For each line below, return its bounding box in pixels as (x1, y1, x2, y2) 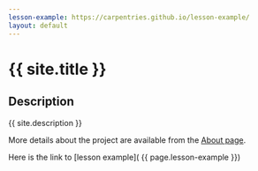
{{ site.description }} (8, 117, 83, 128)
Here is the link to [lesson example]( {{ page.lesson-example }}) (8, 152, 240, 162)
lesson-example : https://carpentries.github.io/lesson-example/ (8, 12, 250, 22)
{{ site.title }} (8, 59, 107, 79)
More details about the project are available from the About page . (8, 134, 247, 145)
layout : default (8, 21, 68, 30)
